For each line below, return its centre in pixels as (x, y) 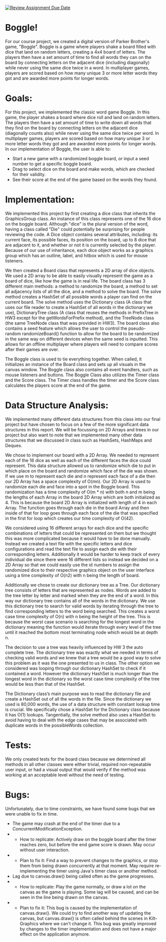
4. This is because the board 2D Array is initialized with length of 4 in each (81, 502)
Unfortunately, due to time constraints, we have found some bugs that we (80, 809)
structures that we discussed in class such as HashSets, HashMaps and (79, 440)
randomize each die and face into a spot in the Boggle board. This (73, 486)
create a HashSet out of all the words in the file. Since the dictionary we (78, 699)
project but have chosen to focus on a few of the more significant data (77, 424)
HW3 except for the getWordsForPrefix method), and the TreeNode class (80, 318)
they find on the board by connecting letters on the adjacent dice (71, 128)
